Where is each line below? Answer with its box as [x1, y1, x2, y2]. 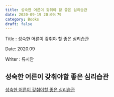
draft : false [5, 21, 33, 27]
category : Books [5, 17, 39, 22]
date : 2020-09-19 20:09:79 [5, 12, 62, 17]
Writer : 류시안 [5, 56, 34, 62]
